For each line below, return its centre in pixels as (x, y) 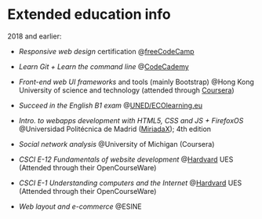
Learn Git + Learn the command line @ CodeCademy (104, 66)
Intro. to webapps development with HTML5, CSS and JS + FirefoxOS (131, 120)
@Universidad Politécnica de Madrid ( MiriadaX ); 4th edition (115, 129)
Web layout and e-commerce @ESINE (80, 206)
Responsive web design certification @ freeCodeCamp (106, 51)
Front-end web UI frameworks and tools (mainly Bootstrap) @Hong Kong (136, 82)
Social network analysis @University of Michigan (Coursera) (116, 144)
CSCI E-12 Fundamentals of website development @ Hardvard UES (126, 159)
